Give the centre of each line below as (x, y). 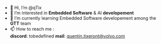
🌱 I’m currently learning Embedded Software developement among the (83, 18)
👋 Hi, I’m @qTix (26, 8)
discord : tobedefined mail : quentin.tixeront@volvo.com (67, 36)
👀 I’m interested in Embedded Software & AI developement (72, 13)
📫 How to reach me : (32, 29)
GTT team (20, 23)
